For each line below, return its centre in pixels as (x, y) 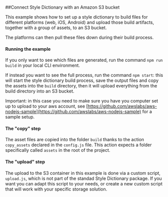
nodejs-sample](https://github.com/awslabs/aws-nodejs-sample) (73, 112)
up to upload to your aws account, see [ (47, 106)
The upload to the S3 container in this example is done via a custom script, (83, 173)
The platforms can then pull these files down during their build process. (79, 37)
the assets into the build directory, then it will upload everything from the (81, 86)
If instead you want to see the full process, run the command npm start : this (84, 75)
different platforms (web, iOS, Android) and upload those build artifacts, (80, 22)
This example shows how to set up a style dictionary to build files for (76, 17)
